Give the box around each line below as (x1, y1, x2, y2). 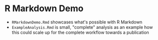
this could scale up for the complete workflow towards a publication (11, 29, 149, 35)
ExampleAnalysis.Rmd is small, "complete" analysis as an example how (11, 24, 153, 30)
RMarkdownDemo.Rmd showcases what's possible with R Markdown (11, 19, 143, 25)
